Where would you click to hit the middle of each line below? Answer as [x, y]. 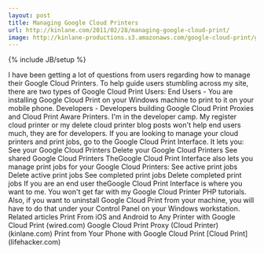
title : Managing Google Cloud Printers [73, 23]
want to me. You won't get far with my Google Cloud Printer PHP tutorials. [128, 192]
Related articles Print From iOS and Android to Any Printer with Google [122, 217]
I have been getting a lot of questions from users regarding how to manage [129, 75]
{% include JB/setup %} [47, 60]
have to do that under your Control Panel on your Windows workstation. [124, 208]
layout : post [29, 15]
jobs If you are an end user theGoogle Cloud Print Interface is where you [125, 184]
